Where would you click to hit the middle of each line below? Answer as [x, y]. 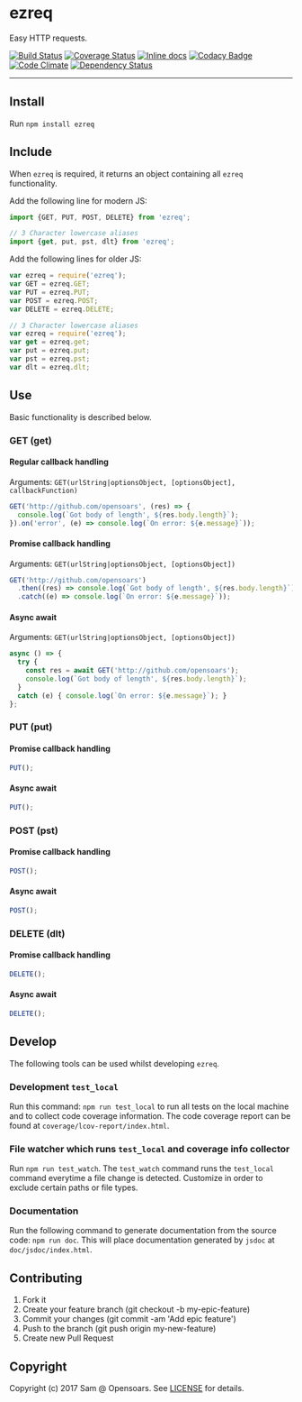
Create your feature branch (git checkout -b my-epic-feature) [136, 1309]
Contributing [46, 1278]
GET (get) [31, 440]
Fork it [34, 1300]
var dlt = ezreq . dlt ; [50, 367]
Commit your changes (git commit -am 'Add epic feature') [129, 1319]
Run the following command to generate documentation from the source [143, 1231]
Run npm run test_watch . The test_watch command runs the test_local [142, 1168]
